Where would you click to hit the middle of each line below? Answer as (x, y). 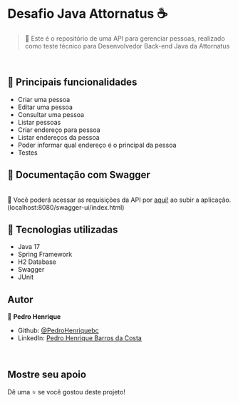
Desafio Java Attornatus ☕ (88, 14)
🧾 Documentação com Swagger (79, 175)
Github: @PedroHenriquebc (58, 331)
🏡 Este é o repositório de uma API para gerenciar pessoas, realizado (125, 38)
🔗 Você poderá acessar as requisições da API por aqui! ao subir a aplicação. (119, 200)
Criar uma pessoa (44, 99)
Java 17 (29, 247)
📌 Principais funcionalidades (72, 82)
